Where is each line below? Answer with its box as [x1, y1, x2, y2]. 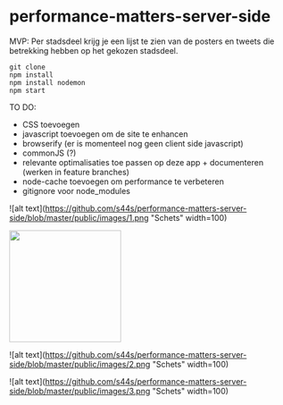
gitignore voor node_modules [21, 185, 131, 196]
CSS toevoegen [21, 119, 80, 130]
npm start [9, 86, 46, 95]
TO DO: [9, 101, 37, 113]
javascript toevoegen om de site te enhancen [21, 128, 189, 139]
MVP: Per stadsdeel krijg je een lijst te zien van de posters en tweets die [9, 36, 275, 46]
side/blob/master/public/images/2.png [9, 359, 151, 369]
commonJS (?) [21, 148, 77, 158]
